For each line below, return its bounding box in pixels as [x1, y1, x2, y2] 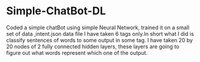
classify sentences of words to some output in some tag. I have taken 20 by [6, 36, 193, 44]
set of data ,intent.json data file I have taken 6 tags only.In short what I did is [6, 30, 195, 37]
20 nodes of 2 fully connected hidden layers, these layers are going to [6, 43, 180, 50]
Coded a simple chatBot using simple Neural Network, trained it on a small [6, 24, 190, 31]
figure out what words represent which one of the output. [6, 49, 148, 56]
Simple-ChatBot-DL [6, 4, 106, 18]
